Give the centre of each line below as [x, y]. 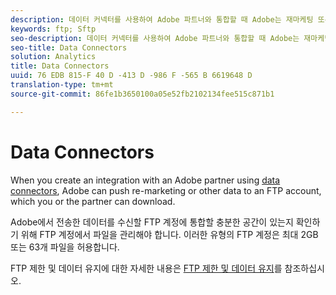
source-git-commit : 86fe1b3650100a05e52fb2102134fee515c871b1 [142, 94]
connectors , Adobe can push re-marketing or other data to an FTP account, [166, 190]
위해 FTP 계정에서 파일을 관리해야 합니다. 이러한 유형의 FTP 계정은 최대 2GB [169, 234]
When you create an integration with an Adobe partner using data [145, 180]
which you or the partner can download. [93, 201]
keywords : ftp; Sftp [53, 29]
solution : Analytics [53, 57]
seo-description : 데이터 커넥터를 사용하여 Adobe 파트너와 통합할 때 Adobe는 [155, 38]
